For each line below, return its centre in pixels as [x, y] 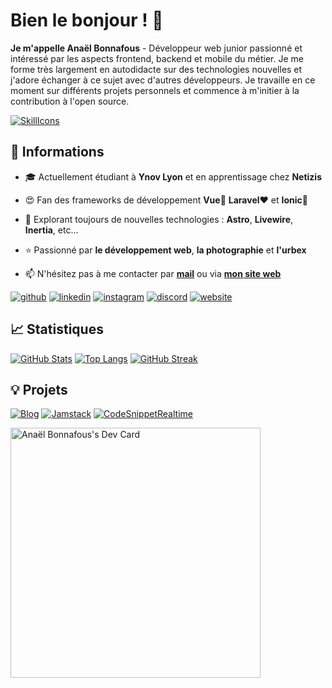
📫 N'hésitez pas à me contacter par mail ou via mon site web [153, 273]
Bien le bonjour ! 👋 [87, 20]
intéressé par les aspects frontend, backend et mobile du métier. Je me [157, 58]
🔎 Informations [57, 152]
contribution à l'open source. [70, 101]
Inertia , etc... [51, 230]
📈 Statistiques [57, 329]
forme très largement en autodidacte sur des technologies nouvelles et [156, 69]
